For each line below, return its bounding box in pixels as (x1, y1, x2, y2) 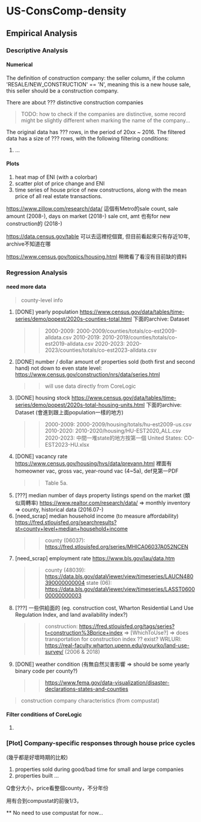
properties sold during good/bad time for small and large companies (14, 766, 184, 773)
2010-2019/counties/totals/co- (101, 334, 178, 341)
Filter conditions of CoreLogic (6, 710, 82, 718)
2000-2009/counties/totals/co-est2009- (76, 327, 178, 334)
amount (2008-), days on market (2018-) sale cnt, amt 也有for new (6, 212, 171, 220)
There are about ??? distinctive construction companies (6, 98, 144, 106)
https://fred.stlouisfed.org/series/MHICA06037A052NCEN (44, 543, 189, 551)
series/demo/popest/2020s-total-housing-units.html (14, 401, 145, 409)
